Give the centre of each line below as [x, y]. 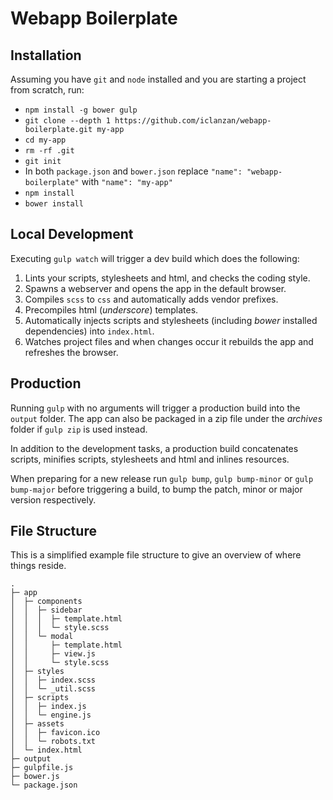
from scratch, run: [47, 90]
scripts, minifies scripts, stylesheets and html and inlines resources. [150, 459]
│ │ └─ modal [42, 637]
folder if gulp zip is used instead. [79, 429]
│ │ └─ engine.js [51, 715]
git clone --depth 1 [67, 121]
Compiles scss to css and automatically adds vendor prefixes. [151, 299]
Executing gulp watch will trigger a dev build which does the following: [155, 258]
